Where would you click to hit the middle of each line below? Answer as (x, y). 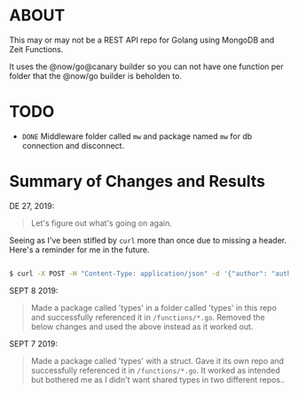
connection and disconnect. (73, 145)
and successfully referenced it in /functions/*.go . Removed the (148, 317)
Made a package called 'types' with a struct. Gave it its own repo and (157, 360)
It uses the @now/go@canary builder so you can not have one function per (146, 66)
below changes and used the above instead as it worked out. (142, 326)
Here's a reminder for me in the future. (79, 250)
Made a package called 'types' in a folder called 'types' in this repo (154, 307)
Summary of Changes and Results (137, 182)
